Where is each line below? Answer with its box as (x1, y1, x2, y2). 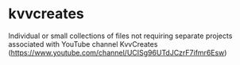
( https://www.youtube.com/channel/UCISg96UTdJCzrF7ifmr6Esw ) (8, 48, 227, 57)
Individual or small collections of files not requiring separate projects (8, 31, 233, 40)
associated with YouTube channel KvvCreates (8, 39, 158, 48)
